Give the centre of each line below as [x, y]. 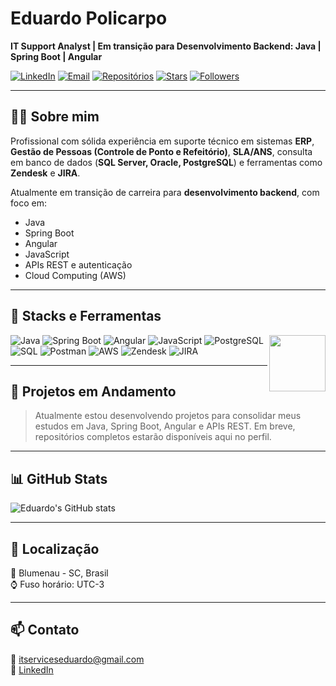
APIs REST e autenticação [78, 264]
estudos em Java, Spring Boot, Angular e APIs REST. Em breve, [165, 426]
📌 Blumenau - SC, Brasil [59, 573]
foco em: [28, 203]
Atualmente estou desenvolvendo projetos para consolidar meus [168, 416]
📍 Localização [55, 548]
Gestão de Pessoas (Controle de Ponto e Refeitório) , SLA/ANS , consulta [161, 151]
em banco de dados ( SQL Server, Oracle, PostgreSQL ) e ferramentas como [166, 162]
